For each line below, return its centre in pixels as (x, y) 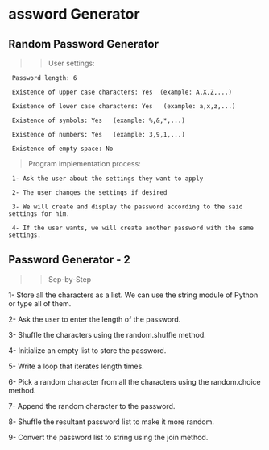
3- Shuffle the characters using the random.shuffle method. (108, 334)
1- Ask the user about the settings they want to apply (108, 179)
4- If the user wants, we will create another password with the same (132, 228)
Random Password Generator (84, 44)
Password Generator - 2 (69, 260)
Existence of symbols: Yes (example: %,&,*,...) (98, 120)
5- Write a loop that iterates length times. (77, 366)
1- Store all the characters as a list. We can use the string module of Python (133, 295)
